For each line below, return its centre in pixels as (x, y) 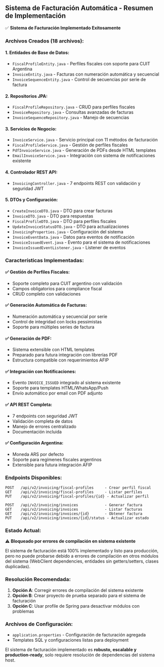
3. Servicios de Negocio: (31, 129)
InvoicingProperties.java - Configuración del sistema (68, 231)
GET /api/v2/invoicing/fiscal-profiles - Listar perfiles (74, 492)
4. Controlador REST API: (31, 172)
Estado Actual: (23, 531)
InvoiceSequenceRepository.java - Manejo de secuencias (71, 118)
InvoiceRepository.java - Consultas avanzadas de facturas (73, 112)
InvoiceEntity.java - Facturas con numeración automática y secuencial (86, 74)
